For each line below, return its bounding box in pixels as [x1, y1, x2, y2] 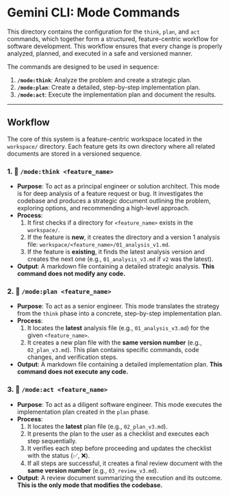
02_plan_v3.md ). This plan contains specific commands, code [27, 346, 200, 354]
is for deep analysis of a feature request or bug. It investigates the [16, 190, 203, 198]
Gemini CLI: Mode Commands [7, 5, 180, 21]
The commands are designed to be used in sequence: [7, 62, 159, 71]
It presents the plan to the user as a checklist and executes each [27, 430, 209, 438]
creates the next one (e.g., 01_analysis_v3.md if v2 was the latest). [27, 255, 214, 263]
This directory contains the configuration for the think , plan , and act [7, 27, 201, 36]
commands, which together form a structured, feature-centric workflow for [7, 34, 219, 42]
